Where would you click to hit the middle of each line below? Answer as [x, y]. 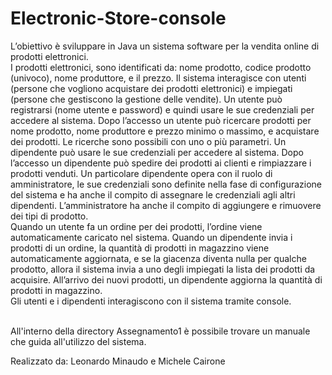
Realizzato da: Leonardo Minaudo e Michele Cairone [118, 361]
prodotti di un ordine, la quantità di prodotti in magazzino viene [140, 248]
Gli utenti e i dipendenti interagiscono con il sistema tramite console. [151, 301]
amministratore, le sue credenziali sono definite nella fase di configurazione [166, 184]
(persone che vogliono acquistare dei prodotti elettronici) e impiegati [151, 88]
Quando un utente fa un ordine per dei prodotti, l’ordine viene [136, 226]
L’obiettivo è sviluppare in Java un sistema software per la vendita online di [165, 46]
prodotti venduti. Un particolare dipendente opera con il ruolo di [141, 173]
